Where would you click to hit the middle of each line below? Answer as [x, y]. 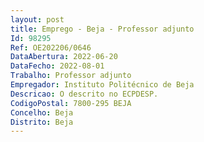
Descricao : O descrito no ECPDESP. [84, 94]
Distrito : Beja [42, 122]
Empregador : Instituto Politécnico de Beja [102, 85]
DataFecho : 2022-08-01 [57, 66]
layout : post [37, 19]
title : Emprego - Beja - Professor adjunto [102, 29]
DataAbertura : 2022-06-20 [64, 57]
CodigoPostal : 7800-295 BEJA [71, 103]
